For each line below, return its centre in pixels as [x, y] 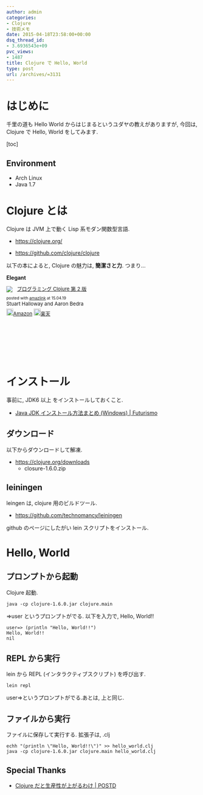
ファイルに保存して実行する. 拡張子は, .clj [58, 735]
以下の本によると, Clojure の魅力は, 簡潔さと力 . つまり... [76, 265]
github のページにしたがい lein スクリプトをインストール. [77, 528]
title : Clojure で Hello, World [47, 63]
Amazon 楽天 [32, 314]
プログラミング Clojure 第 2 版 [52, 289]
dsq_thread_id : [26, 40]
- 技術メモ [18, 29]
